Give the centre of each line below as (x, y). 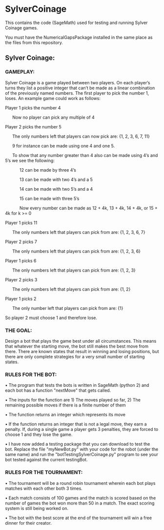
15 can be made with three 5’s (49, 198)
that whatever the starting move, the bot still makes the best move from (77, 346)
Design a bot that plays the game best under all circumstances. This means (81, 341)
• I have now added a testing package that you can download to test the (78, 444)
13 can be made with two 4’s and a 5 (56, 179)
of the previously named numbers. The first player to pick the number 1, (77, 93)
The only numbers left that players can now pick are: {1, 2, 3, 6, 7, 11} (81, 136)
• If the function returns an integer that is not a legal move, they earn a (76, 424)
